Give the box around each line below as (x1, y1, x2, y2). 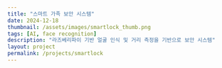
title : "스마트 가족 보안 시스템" (7, 10, 95, 18)
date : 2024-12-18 (7, 17, 59, 24)
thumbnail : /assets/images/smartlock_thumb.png (7, 23, 152, 30)
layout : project (7, 43, 55, 50)
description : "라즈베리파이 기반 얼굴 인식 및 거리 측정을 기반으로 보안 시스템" (7, 37, 216, 44)
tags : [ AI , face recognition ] (7, 30, 97, 38)
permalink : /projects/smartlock (7, 50, 103, 57)
